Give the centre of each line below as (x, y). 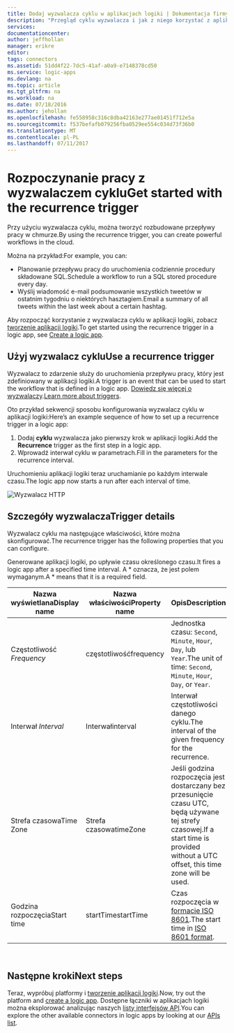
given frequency (198, 739)
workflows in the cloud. (41, 243)
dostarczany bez (198, 786)
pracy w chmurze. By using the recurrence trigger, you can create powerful (115, 235)
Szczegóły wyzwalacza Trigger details (91, 517)
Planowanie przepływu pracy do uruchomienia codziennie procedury (116, 269)
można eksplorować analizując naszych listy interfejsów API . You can (106, 1008)
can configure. (28, 548)
